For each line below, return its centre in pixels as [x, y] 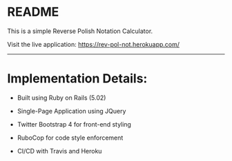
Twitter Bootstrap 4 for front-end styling [74, 124]
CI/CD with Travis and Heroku [59, 151]
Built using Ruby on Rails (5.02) [61, 98]
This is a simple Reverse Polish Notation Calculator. [80, 31]
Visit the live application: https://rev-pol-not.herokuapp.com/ [94, 44]
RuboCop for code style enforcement [70, 138]
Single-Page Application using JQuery [71, 111]
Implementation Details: [77, 79]
